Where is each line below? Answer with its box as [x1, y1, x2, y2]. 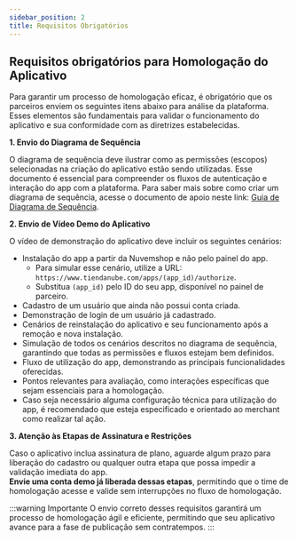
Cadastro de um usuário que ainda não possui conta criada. [21, 300, 241, 311]
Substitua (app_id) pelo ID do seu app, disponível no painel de [35, 282, 264, 292]
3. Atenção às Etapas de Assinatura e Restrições [9, 431, 192, 442]
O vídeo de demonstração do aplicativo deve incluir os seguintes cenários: [9, 236, 282, 247]
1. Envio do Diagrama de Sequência [9, 137, 141, 147]
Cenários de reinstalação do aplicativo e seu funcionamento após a [21, 319, 269, 330]
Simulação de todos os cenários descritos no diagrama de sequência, [21, 338, 277, 349]
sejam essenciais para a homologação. [21, 386, 165, 396]
